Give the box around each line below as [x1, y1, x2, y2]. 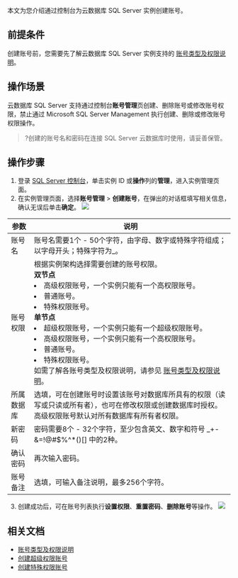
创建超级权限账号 [17, 554, 68, 562]
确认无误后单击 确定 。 [17, 203, 80, 211]
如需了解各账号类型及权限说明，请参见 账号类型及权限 [33, 366, 214, 376]
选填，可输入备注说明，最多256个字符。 [33, 477, 169, 487]
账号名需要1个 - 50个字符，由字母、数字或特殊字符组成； [33, 235, 227, 245]
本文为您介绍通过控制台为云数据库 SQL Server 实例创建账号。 [7, 6, 188, 14]
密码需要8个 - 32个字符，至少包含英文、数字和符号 [33, 424, 205, 434]
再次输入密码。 [33, 453, 84, 463]
